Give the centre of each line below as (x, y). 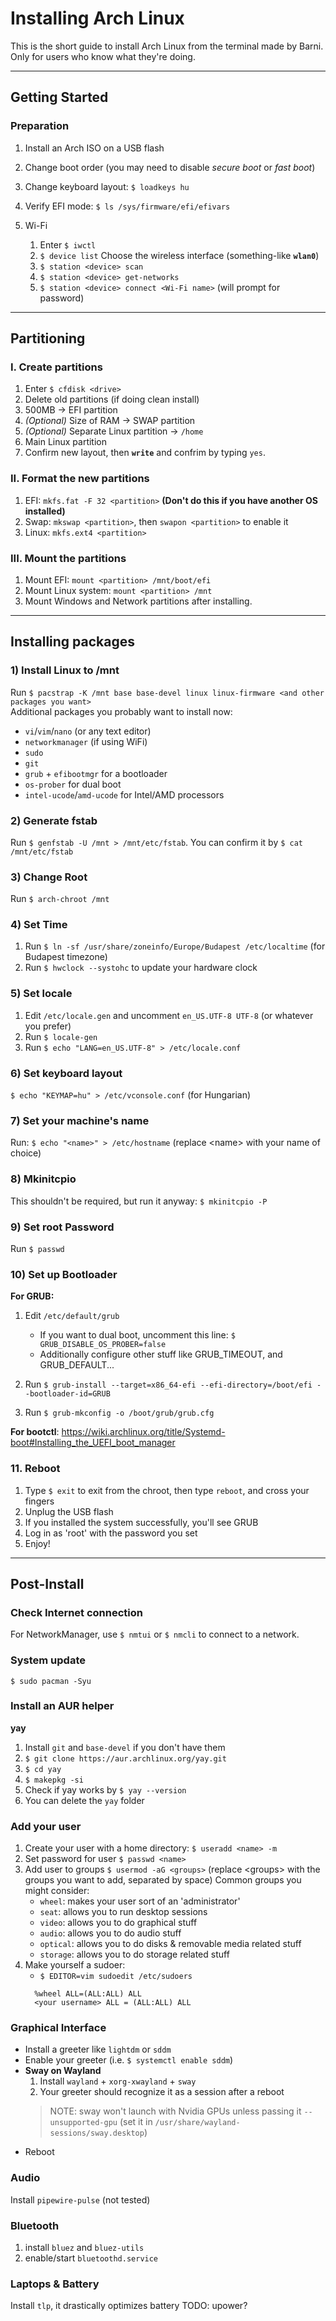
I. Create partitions (56, 367)
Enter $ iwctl (68, 244)
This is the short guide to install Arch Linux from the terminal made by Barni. (167, 46)
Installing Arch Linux (97, 18)
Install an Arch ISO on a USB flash (94, 148)
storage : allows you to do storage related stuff (134, 1954)
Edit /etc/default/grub (72, 1316)
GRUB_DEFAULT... (77, 1365)
